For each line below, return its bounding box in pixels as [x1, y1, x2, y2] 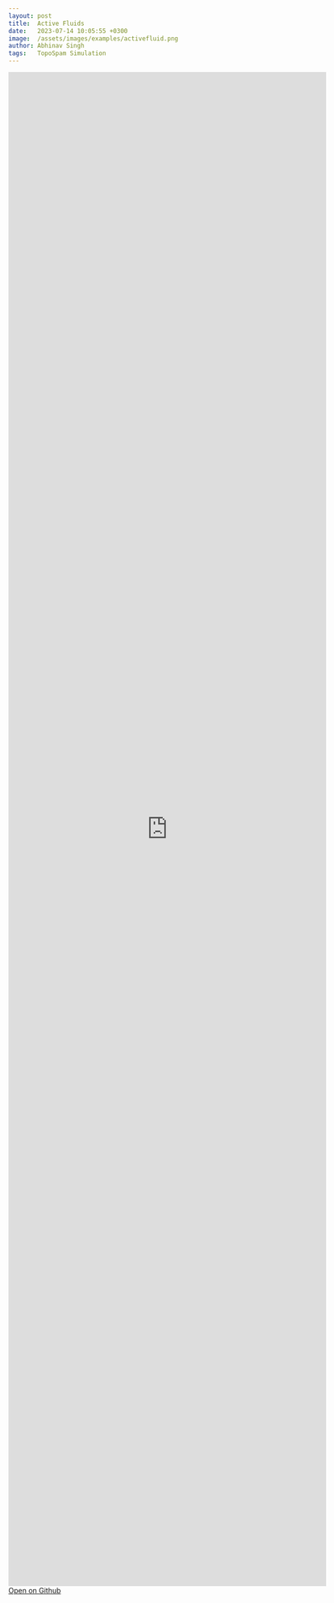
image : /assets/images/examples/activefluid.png [8, 34, 179, 43]
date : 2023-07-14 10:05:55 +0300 [8, 27, 128, 35]
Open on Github [8, 1586, 61, 1595]
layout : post [8, 11, 52, 20]
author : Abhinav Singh [8, 42, 85, 50]
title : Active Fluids [8, 19, 85, 27]
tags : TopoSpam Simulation [8, 49, 106, 57]
